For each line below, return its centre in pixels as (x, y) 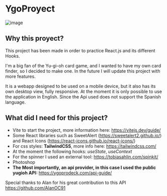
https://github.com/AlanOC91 (35, 188)
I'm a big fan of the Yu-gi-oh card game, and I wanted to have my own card (83, 65)
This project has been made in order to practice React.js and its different (80, 50)
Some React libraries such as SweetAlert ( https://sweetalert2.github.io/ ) (87, 135)
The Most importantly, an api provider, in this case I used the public (84, 167)
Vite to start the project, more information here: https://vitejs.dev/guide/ (87, 130)
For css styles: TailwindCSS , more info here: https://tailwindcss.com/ (85, 146)
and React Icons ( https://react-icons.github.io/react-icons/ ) (74, 141)
